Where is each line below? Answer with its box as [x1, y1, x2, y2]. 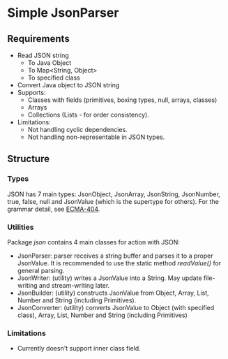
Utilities [7, 222, 34, 232]
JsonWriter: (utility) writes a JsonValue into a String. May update [17, 274, 202, 282]
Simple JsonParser [7, 5, 119, 21]
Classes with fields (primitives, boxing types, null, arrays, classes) [27, 96, 218, 104]
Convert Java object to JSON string [17, 81, 120, 89]
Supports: [17, 89, 46, 96]
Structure [7, 153, 50, 165]
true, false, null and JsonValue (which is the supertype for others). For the [7, 197, 220, 205]
